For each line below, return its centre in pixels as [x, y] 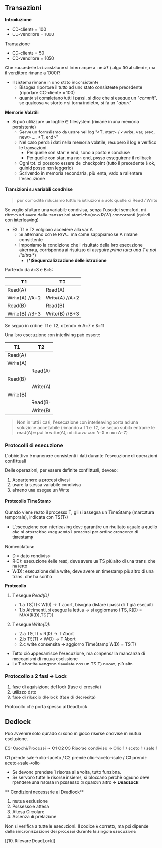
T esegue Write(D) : [31, 624]
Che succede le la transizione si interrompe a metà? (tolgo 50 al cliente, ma [80, 67]
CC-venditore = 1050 [33, 58]
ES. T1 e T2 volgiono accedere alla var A [52, 230]
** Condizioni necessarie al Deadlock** [44, 792]
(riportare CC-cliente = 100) [47, 92]
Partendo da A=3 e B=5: [29, 270]
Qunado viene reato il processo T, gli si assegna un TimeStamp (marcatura [80, 512]
